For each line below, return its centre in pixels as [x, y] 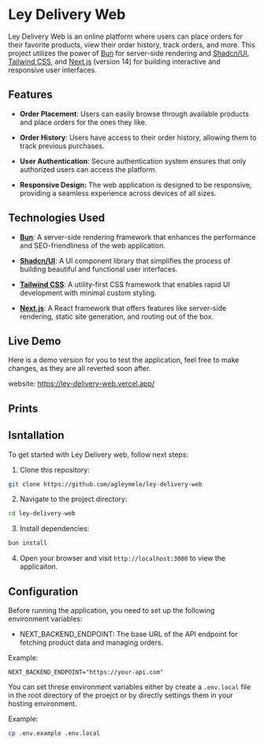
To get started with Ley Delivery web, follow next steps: [99, 454]
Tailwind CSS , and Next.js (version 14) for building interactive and [114, 62]
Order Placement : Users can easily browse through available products [134, 114]
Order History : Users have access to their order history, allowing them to [138, 137]
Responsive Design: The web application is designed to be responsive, [136, 185]
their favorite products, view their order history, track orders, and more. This [132, 44]
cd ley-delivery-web [42, 514]
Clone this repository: [54, 469]
